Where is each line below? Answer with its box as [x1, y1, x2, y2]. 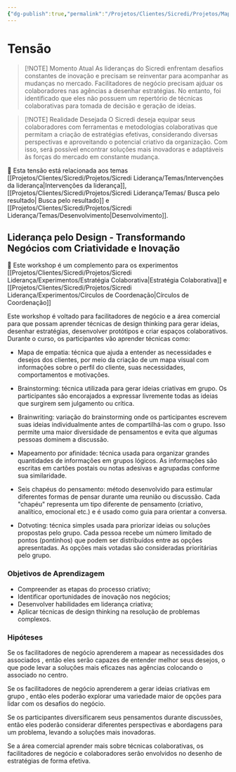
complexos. [17, 614, 51, 623]
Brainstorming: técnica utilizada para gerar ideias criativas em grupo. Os [17, 385, 227, 393]
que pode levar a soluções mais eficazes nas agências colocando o [7, 663, 204, 671]
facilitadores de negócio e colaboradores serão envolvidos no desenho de [7, 749, 223, 757]
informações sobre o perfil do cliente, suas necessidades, [17, 363, 185, 372]
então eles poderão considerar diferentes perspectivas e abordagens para [7, 720, 223, 729]
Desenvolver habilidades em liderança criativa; [17, 599, 153, 608]
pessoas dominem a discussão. [17, 435, 109, 444]
